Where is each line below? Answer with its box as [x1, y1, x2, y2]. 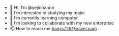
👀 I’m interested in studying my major [9, 10, 85, 16]
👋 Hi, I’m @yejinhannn [9, 5, 55, 10]
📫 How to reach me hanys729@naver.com [9, 26, 97, 31]
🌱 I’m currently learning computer [9, 15, 78, 20]
